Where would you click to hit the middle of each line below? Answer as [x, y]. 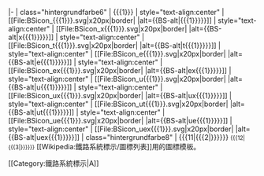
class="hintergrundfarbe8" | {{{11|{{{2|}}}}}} [157, 137]
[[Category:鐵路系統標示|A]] [54, 163]
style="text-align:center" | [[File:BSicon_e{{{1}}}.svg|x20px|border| [117, 54]
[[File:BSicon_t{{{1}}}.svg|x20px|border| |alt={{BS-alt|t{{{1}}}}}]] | [114, 46]
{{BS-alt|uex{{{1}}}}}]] [44, 137]
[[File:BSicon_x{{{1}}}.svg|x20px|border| [121, 29]
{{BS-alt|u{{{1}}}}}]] [40, 87]
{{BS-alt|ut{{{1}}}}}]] [41, 112]
